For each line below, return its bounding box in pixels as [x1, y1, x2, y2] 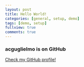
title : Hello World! [5, 12, 47, 17]
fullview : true [5, 25, 36, 30]
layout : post [5, 7, 32, 12]
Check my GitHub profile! [5, 57, 56, 63]
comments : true [5, 30, 36, 34]
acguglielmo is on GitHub [5, 46, 66, 52]
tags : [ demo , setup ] [5, 20, 47, 26]
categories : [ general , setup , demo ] [5, 16, 80, 21]
